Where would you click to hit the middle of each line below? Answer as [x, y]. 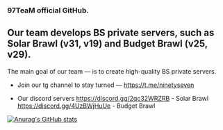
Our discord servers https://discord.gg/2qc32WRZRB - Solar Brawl [113, 98]
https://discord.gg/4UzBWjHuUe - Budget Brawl [86, 106]
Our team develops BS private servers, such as [111, 33]
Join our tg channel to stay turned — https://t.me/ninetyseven [106, 85]
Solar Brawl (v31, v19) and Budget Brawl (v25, [108, 44]
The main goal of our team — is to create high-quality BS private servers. [112, 71]
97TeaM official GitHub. [48, 10]
